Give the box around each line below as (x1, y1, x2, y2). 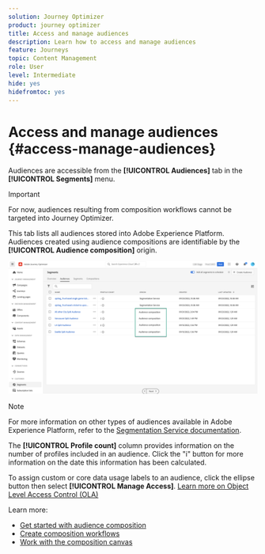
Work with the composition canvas (19, 537, 133, 547)
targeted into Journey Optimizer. (8, 214, 114, 223)
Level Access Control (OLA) (8, 490, 99, 499)
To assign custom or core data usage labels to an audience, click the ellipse (8, 473, 256, 483)
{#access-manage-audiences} (8, 139, 216, 157)
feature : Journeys (8, 46, 69, 55)
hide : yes (8, 79, 41, 87)
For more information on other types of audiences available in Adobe (8, 417, 233, 427)
